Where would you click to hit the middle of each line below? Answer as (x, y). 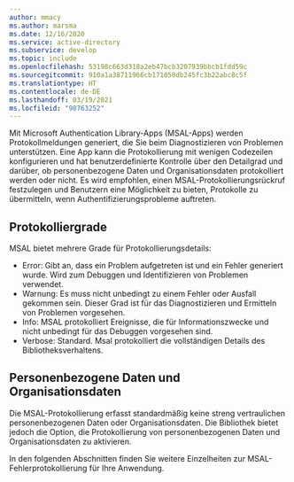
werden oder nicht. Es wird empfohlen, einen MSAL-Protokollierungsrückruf (147, 180)
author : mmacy (35, 17)
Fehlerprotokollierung (48, 468)
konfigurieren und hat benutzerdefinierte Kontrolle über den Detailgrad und (146, 161)
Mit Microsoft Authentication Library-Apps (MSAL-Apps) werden (126, 133)
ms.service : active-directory (65, 42)
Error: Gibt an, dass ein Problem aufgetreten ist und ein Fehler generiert (152, 266)
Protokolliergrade (58, 227)
